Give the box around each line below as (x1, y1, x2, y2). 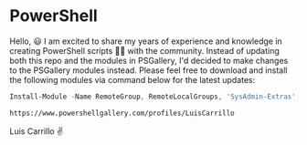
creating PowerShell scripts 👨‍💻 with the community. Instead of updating (9, 45, 281, 56)
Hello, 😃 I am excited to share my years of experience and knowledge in (9, 36, 283, 47)
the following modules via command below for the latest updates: (9, 74, 256, 85)
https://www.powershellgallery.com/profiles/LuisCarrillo (9, 109, 235, 118)
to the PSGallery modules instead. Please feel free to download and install (9, 65, 288, 76)
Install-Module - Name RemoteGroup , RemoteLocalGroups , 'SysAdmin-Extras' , (9, 92, 301, 101)
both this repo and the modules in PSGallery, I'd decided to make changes (9, 55, 289, 66)
